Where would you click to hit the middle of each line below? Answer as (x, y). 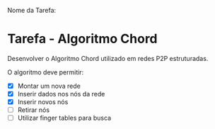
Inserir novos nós (43, 102)
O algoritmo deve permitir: (46, 72)
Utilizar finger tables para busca (64, 118)
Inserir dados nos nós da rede (61, 94)
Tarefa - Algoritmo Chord (82, 39)
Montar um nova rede (49, 86)
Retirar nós (34, 110)
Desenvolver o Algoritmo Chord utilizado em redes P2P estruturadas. (108, 58)
